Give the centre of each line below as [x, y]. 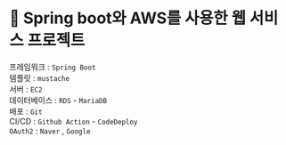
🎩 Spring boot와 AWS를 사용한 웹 [128, 18]
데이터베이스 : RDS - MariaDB [58, 100]
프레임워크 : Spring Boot [53, 67]
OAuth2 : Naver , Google [50, 131]
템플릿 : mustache [39, 77]
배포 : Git [26, 111]
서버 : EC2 [26, 89]
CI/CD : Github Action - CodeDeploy [74, 121]
